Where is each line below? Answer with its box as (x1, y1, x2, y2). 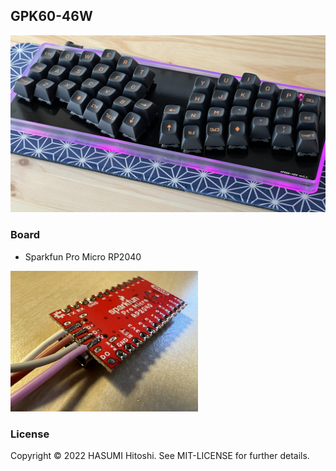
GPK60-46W (10, 8, 93, 25)
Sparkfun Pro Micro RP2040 (24, 250, 142, 263)
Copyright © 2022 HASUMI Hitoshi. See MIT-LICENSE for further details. (10, 449, 310, 461)
